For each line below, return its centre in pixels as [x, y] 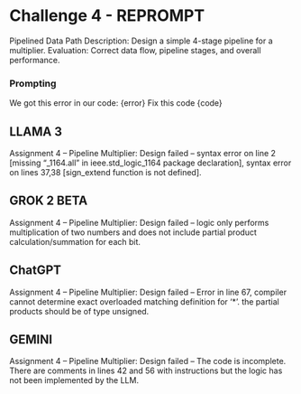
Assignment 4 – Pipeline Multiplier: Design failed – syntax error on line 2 [143, 154]
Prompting [33, 83]
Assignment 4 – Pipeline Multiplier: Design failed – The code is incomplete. [148, 361]
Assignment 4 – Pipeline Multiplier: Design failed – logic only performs [139, 222]
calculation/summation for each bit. [75, 241]
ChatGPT [35, 271]
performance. [35, 60]
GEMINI [31, 340]
